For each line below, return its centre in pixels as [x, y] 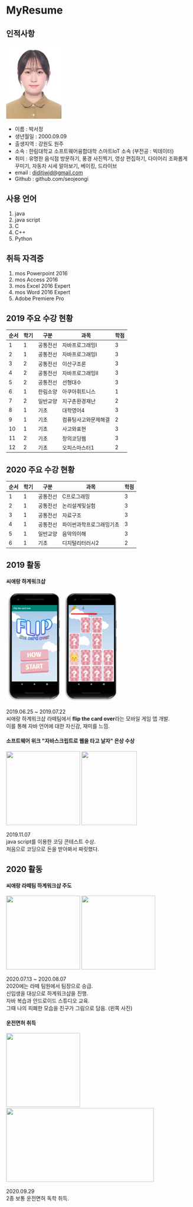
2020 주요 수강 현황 [40, 469]
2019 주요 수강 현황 [40, 319]
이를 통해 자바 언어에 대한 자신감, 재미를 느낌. [58, 726]
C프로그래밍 [76, 496]
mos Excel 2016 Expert [42, 286]
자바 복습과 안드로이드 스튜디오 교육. [48, 1001]
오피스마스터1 [78, 447]
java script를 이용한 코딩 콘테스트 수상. [51, 841]
